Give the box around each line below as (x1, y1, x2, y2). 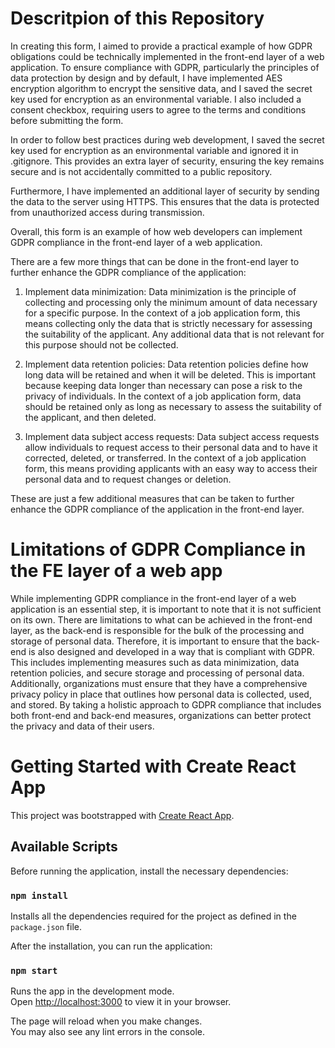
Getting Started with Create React (10, 755, 297, 778)
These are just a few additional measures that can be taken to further (10, 492, 295, 504)
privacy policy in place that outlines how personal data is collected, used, (10, 688, 312, 700)
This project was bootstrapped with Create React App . (10, 809, 235, 821)
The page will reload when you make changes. (10, 1015, 203, 1027)
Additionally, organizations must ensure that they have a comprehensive (10, 677, 308, 689)
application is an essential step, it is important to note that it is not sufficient (10, 603, 322, 615)
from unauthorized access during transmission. (10, 206, 205, 218)
